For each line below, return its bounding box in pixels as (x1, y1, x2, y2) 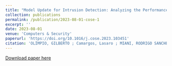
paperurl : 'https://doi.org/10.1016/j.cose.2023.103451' (5, 36, 130, 41)
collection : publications (5, 12, 60, 17)
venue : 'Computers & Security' (5, 31, 72, 36)
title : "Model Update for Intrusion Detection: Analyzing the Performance (5, 7, 168, 13)
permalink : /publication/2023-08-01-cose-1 (5, 17, 100, 22)
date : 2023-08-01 (5, 27, 42, 32)
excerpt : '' (5, 21, 31, 27)
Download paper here (5, 55, 51, 61)
